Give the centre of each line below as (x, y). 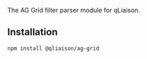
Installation (33, 32)
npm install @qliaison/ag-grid (53, 48)
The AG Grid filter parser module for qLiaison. (73, 10)
